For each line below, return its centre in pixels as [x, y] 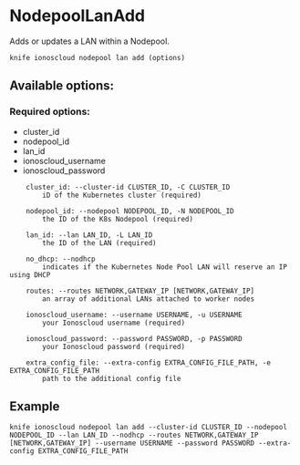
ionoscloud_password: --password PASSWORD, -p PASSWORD [134, 338]
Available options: [62, 86]
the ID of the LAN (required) [99, 243]
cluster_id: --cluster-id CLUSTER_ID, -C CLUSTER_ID [128, 187]
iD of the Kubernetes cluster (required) [122, 195]
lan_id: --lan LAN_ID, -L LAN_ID [89, 235]
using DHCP [30, 274]
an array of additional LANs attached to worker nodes [149, 299]
